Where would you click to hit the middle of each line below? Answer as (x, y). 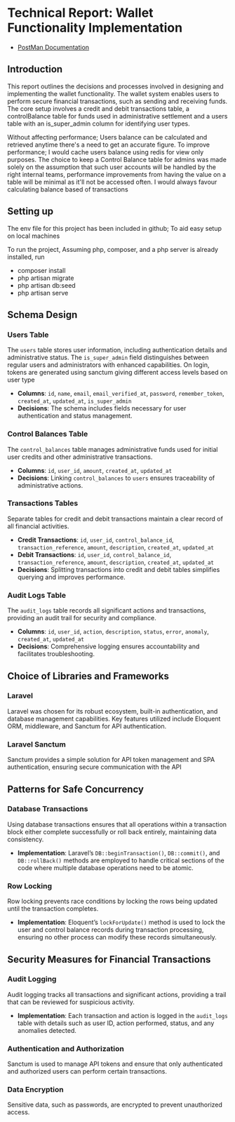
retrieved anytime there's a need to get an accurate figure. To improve (109, 145)
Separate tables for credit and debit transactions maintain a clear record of (115, 519)
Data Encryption (36, 1090)
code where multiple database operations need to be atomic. (106, 867)
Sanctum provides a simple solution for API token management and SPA (111, 760)
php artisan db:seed (46, 285)
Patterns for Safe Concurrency (76, 789)
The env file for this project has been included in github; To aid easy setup (115, 228)
